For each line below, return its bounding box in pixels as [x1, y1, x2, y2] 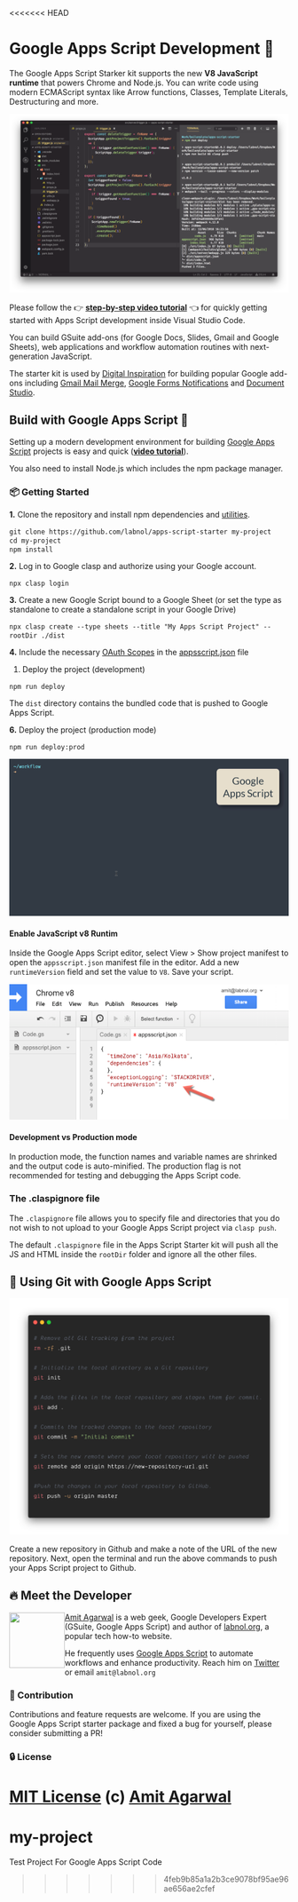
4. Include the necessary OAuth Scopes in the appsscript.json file [9, 646, 249, 657]
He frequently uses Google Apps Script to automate [65, 1647, 254, 1659]
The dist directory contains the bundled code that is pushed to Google [9, 697, 269, 709]
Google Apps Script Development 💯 [9, 39, 275, 59]
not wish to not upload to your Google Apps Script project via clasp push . [9, 1222, 278, 1232]
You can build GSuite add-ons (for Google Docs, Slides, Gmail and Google [9, 332, 279, 343]
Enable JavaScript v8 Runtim [9, 928, 118, 939]
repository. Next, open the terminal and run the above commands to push [9, 1553, 278, 1564]
